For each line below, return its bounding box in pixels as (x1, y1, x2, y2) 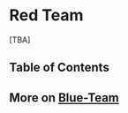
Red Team (9, 5, 84, 26)
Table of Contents (9, 60, 110, 75)
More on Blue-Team (9, 90, 119, 105)
